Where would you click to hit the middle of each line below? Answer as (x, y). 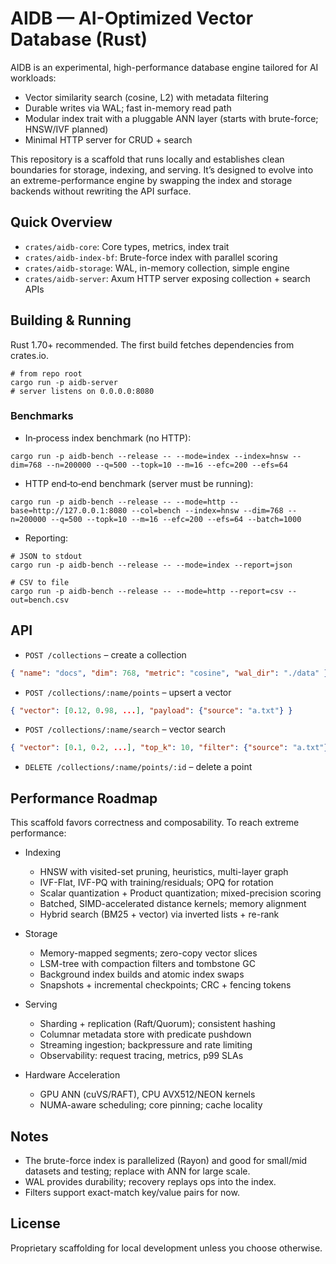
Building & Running (71, 320)
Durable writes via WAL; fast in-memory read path (128, 108)
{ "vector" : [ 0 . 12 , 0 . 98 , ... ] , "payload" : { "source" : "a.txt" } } (151, 710)
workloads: (33, 78)
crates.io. (29, 355)
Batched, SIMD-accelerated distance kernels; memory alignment (173, 904)
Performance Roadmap (84, 798)
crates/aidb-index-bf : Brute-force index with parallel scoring (151, 257)
